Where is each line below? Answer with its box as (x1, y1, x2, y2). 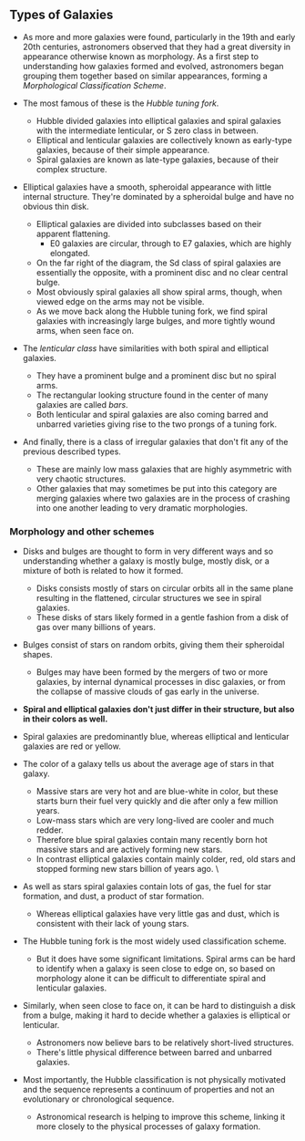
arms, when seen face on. (36, 325, 135, 336)
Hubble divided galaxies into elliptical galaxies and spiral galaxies (36, 115, 282, 126)
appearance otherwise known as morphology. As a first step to (22, 50, 259, 62)
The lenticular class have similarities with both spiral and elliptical (22, 342, 269, 354)
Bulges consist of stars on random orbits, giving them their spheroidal (22, 639, 285, 650)
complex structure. (36, 163, 107, 174)
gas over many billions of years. (36, 622, 157, 633)
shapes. (22, 649, 53, 660)
